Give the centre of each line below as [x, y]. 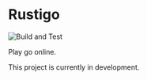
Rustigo [34, 15]
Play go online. [32, 51]
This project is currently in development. [74, 67]
